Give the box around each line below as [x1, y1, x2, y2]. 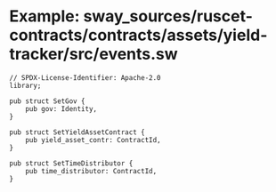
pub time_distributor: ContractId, [25, 166, 158, 175]
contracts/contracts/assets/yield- [9, 25, 268, 45]
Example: [9, 6, 80, 27]
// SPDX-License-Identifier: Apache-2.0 [9, 73, 162, 82]
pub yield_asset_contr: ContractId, [25, 135, 162, 144]
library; [9, 81, 42, 90]
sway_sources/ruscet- [83, 6, 254, 27]
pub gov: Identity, [25, 104, 98, 113]
